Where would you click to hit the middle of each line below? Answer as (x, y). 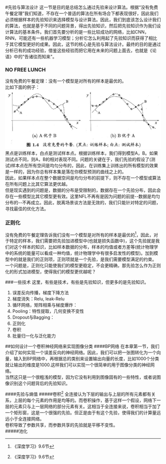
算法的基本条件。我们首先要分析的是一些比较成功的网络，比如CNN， (79, 32)
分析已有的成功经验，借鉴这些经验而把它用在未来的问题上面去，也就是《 (79, 50)
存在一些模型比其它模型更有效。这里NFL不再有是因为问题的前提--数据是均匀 (83, 196)
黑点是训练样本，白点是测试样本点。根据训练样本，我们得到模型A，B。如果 (82, 153)
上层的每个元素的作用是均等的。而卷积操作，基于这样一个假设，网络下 (85, 400)
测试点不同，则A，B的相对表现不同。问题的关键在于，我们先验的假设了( (78, 159)
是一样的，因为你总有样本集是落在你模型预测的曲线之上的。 (66, 172)
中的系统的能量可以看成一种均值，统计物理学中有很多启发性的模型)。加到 (80, 253)
